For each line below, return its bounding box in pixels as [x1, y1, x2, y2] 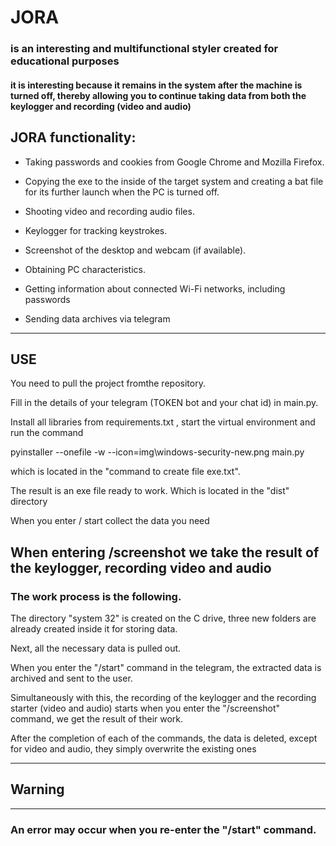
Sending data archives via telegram [24, 312, 171, 325]
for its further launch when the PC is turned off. [24, 186, 220, 198]
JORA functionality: [10, 129, 137, 146]
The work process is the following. [10, 589, 182, 603]
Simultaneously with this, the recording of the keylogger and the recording [10, 692, 317, 704]
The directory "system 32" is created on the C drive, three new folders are [10, 612, 317, 625]
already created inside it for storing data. [10, 623, 178, 635]
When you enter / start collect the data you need [10, 515, 210, 527]
